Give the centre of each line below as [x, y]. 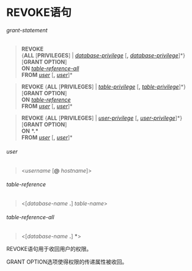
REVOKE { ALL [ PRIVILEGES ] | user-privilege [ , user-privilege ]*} [102, 118]
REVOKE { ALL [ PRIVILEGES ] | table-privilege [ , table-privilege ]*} [104, 87]
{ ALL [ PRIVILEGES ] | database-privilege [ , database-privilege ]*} [103, 56]
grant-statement [27, 30]
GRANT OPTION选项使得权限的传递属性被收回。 [67, 262]
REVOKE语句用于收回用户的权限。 [49, 249]
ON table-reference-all [50, 68]
